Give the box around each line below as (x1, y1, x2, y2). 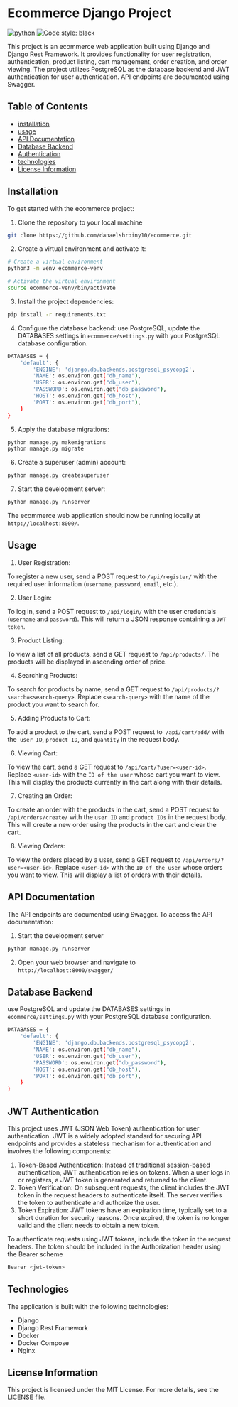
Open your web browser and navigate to (17, 958, 136, 966)
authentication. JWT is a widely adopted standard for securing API (7, 1131, 202, 1140)
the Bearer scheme (7, 1249, 63, 1258)
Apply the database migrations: (17, 425, 110, 433)
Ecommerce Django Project (7, 5, 172, 21)
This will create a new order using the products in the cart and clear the (7, 820, 217, 829)
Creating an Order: (17, 791, 72, 800)
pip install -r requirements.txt (7, 311, 107, 318)
